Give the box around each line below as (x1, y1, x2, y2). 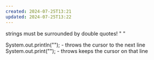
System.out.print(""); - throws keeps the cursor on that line (5, 47, 148, 54)
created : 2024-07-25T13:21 (5, 8, 72, 15)
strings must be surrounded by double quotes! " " (5, 30, 126, 37)
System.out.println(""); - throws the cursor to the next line (5, 41, 145, 48)
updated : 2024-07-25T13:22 (5, 14, 72, 20)
